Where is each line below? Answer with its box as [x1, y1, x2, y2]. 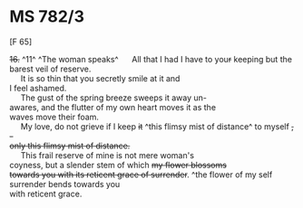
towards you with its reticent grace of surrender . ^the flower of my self [9, 169, 273, 180]
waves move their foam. [9, 111, 100, 122]
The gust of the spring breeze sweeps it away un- [20, 92, 207, 103]
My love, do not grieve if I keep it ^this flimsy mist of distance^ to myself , [20, 120, 295, 132]
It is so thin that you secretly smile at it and [20, 72, 181, 83]
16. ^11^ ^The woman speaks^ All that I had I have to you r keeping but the [9, 53, 293, 64]
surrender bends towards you [9, 178, 121, 189]
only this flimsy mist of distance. [9, 140, 131, 151]
